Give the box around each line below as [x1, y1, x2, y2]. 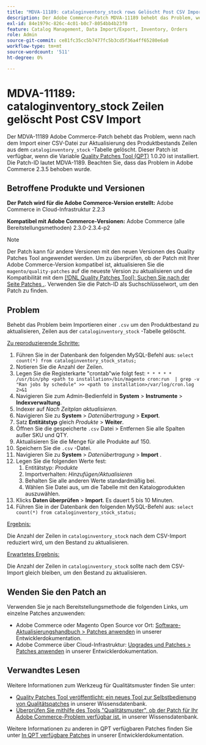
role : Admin [7, 32, 37, 38]
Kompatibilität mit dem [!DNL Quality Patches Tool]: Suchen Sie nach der [7, 274, 190, 281]
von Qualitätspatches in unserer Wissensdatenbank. [15, 700, 147, 707]
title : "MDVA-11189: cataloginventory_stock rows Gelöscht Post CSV [7, 9, 185, 15]
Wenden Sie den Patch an [7, 587, 106, 597]
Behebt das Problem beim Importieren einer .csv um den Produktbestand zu [7, 321, 199, 329]
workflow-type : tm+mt [7, 44, 62, 50]
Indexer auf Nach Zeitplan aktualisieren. [15, 405, 118, 413]
